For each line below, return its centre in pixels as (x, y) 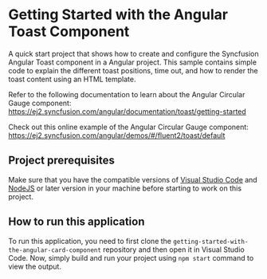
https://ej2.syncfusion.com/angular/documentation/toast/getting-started (128, 111)
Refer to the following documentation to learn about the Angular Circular (127, 94)
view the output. (35, 266)
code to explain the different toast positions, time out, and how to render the (133, 70)
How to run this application (77, 222)
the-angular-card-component (55, 250)
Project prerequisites (62, 161)
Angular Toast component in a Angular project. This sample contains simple (133, 62)
